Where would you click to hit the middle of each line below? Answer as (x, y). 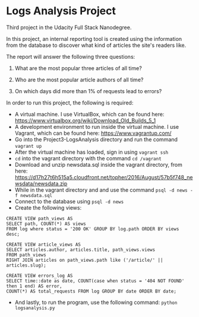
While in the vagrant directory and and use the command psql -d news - (104, 190)
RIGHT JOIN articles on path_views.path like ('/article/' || (85, 260)
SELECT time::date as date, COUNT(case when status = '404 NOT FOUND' (95, 281)
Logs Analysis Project (61, 11)
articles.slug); (26, 265)
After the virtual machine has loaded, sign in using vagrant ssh (91, 152)
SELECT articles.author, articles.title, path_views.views (81, 250)
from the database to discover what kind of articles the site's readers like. (96, 45)
